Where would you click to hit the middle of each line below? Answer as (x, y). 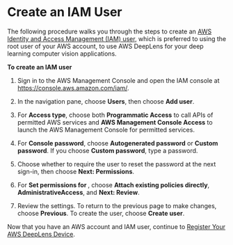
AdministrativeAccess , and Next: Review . (79, 192)
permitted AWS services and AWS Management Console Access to (115, 122)
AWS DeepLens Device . (41, 234)
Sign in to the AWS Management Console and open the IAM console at (118, 80)
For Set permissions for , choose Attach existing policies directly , (113, 184)
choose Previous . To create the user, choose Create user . (101, 213)
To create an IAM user (40, 67)
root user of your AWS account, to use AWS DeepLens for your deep (105, 46)
